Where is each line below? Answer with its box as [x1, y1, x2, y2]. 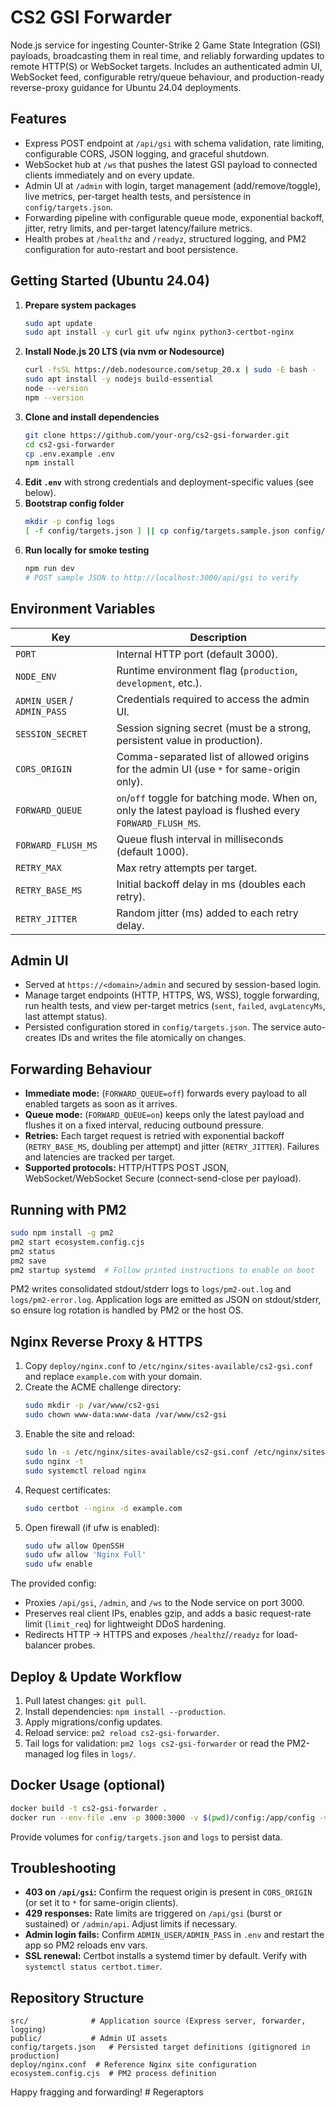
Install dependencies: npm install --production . [24, 1705, 226, 1717]
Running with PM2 [10, 1201, 127, 1218]
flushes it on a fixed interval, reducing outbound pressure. [24, 1119, 265, 1131]
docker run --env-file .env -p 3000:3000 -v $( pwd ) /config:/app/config [10, 1812, 315, 1823]
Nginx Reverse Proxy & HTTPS [10, 1333, 203, 1350]
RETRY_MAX [15, 862, 62, 873]
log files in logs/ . [66, 1747, 137, 1760]
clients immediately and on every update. [24, 169, 195, 181]
